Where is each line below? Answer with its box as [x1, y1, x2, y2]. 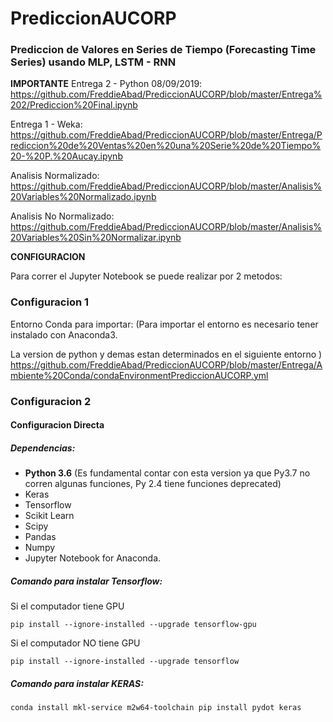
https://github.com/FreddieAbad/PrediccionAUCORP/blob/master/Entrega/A [10, 358, 323, 371]
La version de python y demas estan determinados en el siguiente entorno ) [10, 348, 323, 360]
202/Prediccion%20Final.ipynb [10, 99, 138, 111]
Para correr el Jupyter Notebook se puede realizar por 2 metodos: [10, 270, 283, 282]
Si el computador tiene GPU [10, 600, 125, 612]
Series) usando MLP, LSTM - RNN [10, 55, 177, 69]
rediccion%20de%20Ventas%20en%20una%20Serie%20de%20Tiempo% [10, 140, 322, 152]
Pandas [24, 531, 57, 543]
